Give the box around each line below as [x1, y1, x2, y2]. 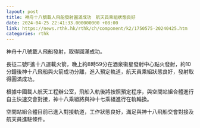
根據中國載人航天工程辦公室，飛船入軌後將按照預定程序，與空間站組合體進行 [6, 88, 194, 95]
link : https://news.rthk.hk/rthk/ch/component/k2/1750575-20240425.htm [6, 25, 187, 32]
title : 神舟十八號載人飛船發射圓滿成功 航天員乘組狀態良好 [6, 14, 136, 20]
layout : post [6, 8, 39, 15]
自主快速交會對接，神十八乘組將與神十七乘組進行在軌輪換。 [6, 96, 152, 103]
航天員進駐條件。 [6, 115, 48, 123]
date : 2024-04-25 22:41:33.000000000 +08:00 [6, 20, 118, 26]
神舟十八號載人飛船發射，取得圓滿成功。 [6, 48, 105, 55]
